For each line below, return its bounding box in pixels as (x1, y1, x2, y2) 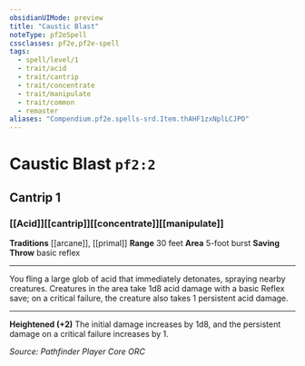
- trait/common (17, 97, 75, 107)
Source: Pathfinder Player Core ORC (9, 346, 146, 357)
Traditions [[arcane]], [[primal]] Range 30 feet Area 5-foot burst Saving (9, 238, 280, 248)
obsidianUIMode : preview (9, 13, 103, 23)
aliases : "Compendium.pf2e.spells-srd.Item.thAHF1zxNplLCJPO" (9, 114, 250, 124)
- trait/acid (17, 64, 67, 74)
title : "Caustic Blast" (9, 22, 100, 31)
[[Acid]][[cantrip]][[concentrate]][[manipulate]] (9, 217, 224, 230)
